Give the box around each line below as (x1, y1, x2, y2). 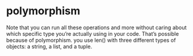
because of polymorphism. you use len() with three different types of (6, 36, 176, 43)
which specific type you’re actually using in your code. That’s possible (6, 30, 179, 37)
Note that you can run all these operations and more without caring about (6, 24, 187, 31)
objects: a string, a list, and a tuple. (6, 43, 93, 50)
